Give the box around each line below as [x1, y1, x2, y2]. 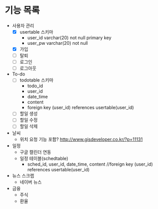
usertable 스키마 [19, 29, 54, 35]
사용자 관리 [12, 22, 35, 29]
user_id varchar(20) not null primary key [27, 35, 112, 41]
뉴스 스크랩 [12, 172, 35, 178]
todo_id [27, 83, 44, 89]
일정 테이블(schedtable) [19, 155, 69, 161]
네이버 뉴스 [19, 179, 42, 185]
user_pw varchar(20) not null [27, 40, 88, 46]
